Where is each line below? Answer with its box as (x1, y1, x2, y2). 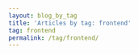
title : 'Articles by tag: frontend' (8, 19, 132, 27)
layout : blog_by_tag (8, 11, 78, 20)
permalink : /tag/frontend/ (8, 33, 99, 42)
